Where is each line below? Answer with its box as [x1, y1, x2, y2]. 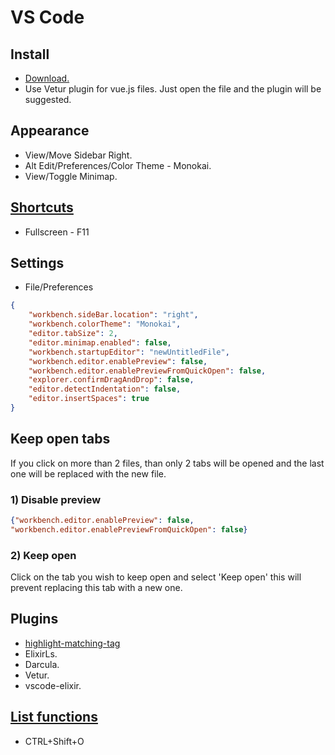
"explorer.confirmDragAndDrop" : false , [28, 375, 195, 385]
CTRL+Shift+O [24, 735, 85, 747]
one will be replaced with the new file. [10, 467, 167, 480]
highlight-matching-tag [24, 637, 121, 649]
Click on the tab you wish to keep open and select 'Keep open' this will [10, 571, 302, 583]
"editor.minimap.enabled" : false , [28, 337, 172, 348]
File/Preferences [24, 281, 94, 293]
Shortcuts [10, 199, 74, 216]
